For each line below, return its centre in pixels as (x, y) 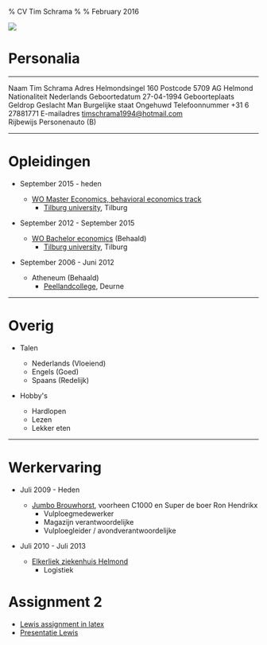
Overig (31, 326)
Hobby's (33, 395)
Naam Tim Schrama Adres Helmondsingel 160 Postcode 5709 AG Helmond (131, 88)
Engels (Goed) (55, 371)
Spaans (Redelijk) (60, 380)
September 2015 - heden (60, 183)
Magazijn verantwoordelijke (89, 522)
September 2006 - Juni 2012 (67, 262)
